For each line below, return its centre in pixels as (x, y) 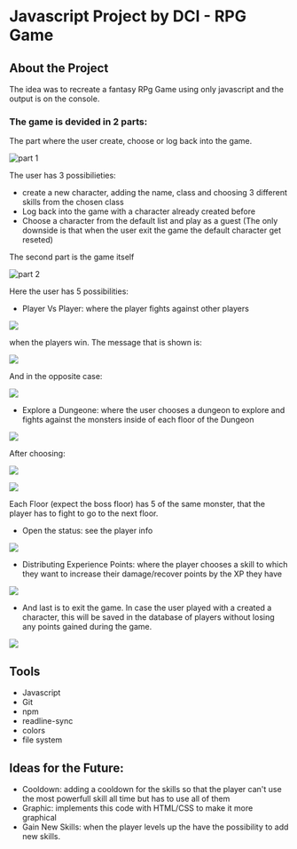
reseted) (37, 240)
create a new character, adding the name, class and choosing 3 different (155, 193)
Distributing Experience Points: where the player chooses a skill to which (155, 565)
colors (34, 731)
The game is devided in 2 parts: (78, 122)
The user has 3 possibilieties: (63, 176)
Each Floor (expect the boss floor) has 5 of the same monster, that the (137, 504)
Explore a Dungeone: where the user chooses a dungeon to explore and (153, 410)
